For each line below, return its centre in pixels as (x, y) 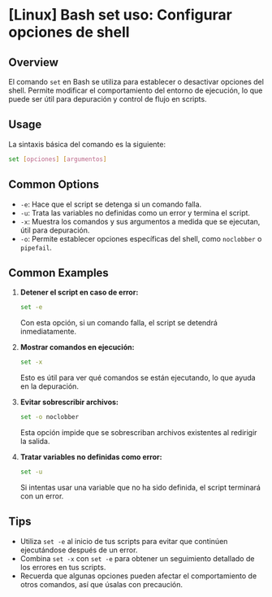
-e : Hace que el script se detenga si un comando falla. (111, 204)
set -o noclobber (50, 417)
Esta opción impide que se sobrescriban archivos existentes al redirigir (138, 432)
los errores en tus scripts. (63, 567)
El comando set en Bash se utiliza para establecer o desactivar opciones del (136, 82)
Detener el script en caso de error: (79, 292)
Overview (34, 62)
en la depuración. (50, 386)
